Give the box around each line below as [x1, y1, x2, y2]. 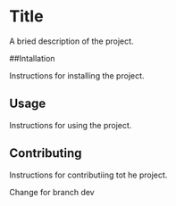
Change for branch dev [9, 186, 96, 197]
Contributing [9, 145, 82, 161]
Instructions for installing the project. [9, 70, 145, 81]
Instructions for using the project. [9, 119, 132, 130]
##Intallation [9, 53, 55, 63]
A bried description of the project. [9, 36, 134, 46]
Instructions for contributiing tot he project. [9, 169, 168, 180]
